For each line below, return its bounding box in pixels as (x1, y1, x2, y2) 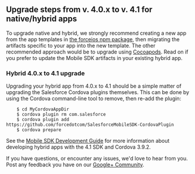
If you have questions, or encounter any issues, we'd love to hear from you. (6, 155, 189, 162)
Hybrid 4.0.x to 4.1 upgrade (6, 69, 85, 77)
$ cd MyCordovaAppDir (16, 106, 69, 112)
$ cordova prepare (16, 127, 61, 133)
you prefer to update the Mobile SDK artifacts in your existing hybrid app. (6, 54, 183, 61)
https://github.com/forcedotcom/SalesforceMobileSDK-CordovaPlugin (6, 122, 175, 128)
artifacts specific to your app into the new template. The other (6, 42, 156, 49)
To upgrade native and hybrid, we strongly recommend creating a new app (6, 29, 187, 36)
